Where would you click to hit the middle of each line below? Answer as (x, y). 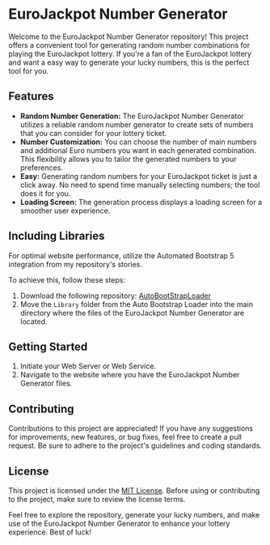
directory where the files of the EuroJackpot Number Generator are (132, 313)
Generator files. (46, 383)
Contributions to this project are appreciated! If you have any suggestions (131, 428)
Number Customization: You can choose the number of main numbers (138, 142)
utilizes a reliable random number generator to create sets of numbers (137, 124)
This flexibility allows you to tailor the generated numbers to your (128, 159)
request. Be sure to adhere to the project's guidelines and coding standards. (135, 445)
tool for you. (29, 70)
